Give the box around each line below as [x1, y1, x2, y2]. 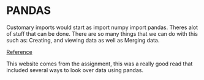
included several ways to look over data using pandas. [6, 66, 144, 73]
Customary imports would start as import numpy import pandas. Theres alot [6, 24, 198, 31]
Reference [6, 48, 32, 55]
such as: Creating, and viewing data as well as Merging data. [6, 36, 160, 44]
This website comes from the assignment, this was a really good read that [6, 60, 193, 67]
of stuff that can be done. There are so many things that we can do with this [6, 30, 198, 37]
